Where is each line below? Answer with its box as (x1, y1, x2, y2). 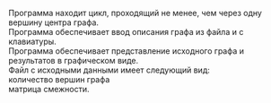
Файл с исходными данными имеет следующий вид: (8, 64, 210, 75)
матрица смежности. (8, 84, 91, 94)
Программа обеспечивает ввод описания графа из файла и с (8, 27, 244, 37)
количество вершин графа (8, 74, 110, 84)
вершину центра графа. (8, 17, 100, 28)
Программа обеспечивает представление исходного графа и (8, 46, 244, 56)
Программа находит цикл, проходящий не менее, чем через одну (8, 8, 262, 18)
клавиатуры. (8, 36, 57, 47)
